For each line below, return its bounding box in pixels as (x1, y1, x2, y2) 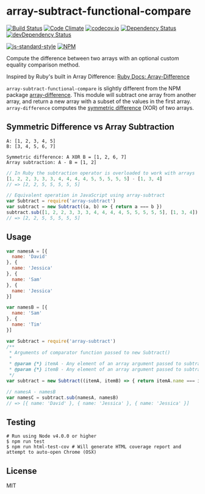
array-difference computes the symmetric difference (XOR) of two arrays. (6, 104, 194, 111)
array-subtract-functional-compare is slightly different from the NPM (6, 84, 181, 92)
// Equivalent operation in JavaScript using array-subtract (6, 192, 165, 199)
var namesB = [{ (6, 304, 48, 310)
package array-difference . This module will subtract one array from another (6, 91, 196, 98)
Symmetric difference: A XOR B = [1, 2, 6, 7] (6, 154, 127, 160)
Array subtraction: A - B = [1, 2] (6, 159, 97, 165)
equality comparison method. (6, 61, 81, 68)
